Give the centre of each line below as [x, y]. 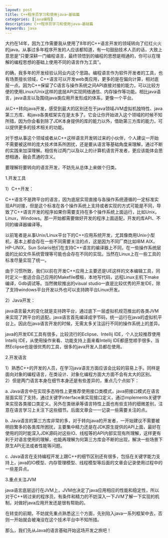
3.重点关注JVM [21, 480]
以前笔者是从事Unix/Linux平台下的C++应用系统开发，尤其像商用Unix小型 [80, 235]
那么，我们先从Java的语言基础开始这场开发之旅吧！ [58, 530]
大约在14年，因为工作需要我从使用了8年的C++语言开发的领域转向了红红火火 [83, 44]
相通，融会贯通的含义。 [33, 157]
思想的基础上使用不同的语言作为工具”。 [63, 62]
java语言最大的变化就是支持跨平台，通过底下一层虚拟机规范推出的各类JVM [82, 311]
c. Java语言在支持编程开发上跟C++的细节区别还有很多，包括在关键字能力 [81, 456]
